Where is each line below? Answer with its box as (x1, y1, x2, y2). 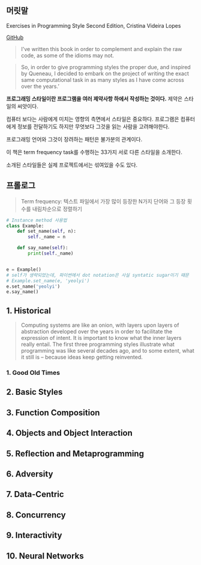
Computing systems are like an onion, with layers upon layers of (20, 321, 179, 329)
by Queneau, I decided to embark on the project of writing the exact (20, 70, 189, 77)
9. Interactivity (6, 530, 62, 540)
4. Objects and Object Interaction (6, 428, 133, 438)
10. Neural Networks (6, 551, 84, 561)
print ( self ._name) (28, 250, 74, 256)
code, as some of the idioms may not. (20, 52, 115, 59)
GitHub (6, 34, 24, 41)
